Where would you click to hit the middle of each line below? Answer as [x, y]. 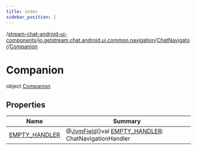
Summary [127, 121]
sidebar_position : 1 [31, 17]
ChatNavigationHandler [98, 139]
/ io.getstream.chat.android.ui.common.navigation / [96, 40]
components [21, 40]
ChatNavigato [173, 40]
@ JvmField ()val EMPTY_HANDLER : [115, 131]
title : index [22, 11]
